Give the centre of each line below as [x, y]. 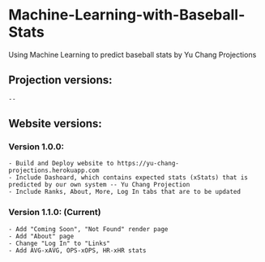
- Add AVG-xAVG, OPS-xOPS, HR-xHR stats [78, 250]
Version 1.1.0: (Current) [55, 213]
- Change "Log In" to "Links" [60, 243]
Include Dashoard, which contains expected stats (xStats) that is [132, 178]
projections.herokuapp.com [54, 171]
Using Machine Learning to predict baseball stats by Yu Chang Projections [132, 54]
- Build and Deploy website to [61, 164]
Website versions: [56, 124]
